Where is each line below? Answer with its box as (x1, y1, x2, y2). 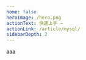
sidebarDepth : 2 (6, 32, 48, 38)
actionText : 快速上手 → (6, 20, 63, 26)
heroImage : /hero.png (6, 15, 62, 21)
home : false (6, 8, 37, 15)
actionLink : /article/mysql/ (6, 25, 81, 32)
